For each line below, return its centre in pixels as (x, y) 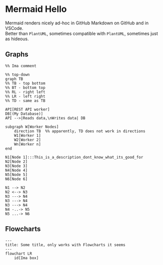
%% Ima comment (21, 66)
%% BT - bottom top (25, 88)
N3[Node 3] (16, 166)
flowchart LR (19, 254)
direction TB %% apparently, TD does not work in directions (80, 131)
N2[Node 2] (16, 162)
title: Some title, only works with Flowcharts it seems (65, 245)
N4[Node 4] (16, 170)
